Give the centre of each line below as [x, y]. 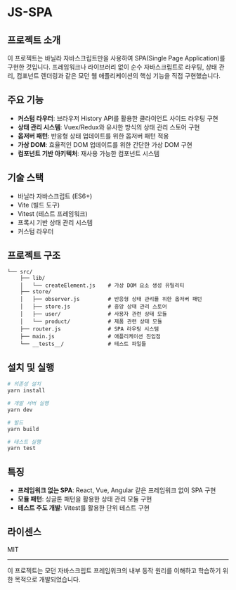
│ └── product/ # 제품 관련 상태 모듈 [91, 322]
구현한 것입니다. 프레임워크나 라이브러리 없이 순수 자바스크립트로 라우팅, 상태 [112, 67]
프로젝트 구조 [34, 256]
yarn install [26, 391]
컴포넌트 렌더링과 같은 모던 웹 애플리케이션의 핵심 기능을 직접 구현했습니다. [119, 76]
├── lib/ [33, 278]
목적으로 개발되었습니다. [47, 579]
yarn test [22, 448]
